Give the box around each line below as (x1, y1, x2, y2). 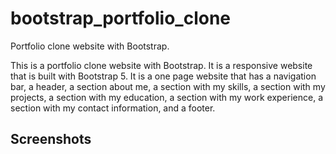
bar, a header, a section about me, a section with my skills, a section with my (10, 80, 326, 92)
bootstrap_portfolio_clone (10, 7, 232, 30)
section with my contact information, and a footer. (10, 102, 216, 114)
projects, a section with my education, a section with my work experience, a (10, 91, 323, 103)
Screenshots (10, 131, 92, 148)
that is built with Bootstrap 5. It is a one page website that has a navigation (10, 70, 317, 82)
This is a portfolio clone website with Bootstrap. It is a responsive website (10, 59, 313, 71)
